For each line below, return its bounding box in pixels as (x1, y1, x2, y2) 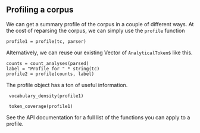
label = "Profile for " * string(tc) (6, 66, 100, 72)
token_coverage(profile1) (8, 103, 73, 109)
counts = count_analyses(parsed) (6, 60, 89, 66)
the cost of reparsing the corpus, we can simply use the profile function (6, 27, 185, 34)
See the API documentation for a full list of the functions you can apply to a (6, 113, 190, 121)
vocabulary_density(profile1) (8, 92, 84, 99)
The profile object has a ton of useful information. (6, 81, 128, 88)
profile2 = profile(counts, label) (6, 71, 95, 77)
